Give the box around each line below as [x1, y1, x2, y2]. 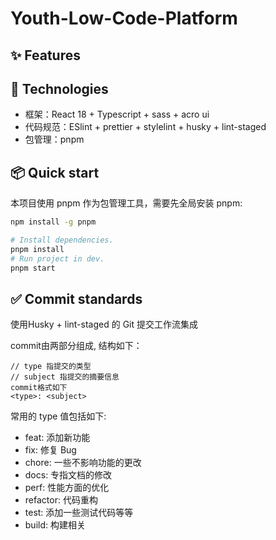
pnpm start [10, 263, 56, 273]
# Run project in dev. [10, 253, 105, 264]
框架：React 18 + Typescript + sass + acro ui [24, 108, 210, 121]
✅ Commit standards [10, 290, 143, 307]
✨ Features [10, 47, 81, 64]
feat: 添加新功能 [24, 432, 91, 444]
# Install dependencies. [10, 235, 114, 246]
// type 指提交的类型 [10, 362, 92, 372]
